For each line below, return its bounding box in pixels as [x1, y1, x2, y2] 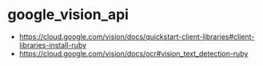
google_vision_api [7, 6, 130, 24]
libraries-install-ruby [18, 40, 87, 49]
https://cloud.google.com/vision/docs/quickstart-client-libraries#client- [18, 32, 255, 41]
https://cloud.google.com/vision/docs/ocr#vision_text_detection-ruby [18, 49, 249, 58]
